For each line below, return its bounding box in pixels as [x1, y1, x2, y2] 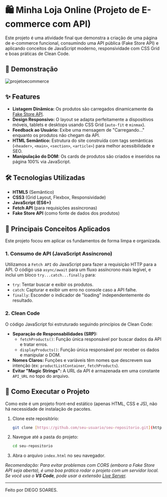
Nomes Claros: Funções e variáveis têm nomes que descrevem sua [12, 357, 152, 363]
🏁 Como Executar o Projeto [5, 387, 90, 396]
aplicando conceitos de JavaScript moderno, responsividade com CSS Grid [5, 45, 160, 51]
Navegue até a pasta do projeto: [12, 434, 79, 440]
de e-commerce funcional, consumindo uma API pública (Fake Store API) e [5, 40, 159, 46]
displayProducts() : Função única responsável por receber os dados [19, 347, 160, 353]
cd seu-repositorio [12, 443, 53, 449]
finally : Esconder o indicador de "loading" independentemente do [12, 292, 150, 298]
